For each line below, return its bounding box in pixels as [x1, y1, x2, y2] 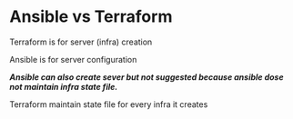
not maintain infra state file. [9, 81, 118, 92]
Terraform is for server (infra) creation [9, 36, 153, 47]
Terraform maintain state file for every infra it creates [9, 98, 208, 110]
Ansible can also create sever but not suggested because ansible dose [9, 71, 284, 83]
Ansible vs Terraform [9, 6, 173, 27]
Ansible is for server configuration [9, 54, 137, 64]
